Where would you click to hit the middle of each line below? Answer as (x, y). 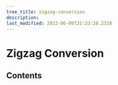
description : (23, 18)
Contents (24, 76)
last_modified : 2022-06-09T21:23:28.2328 (59, 23)
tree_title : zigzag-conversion (46, 12)
